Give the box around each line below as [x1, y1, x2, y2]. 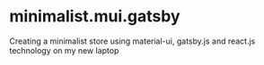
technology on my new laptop [9, 45, 119, 55]
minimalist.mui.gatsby [9, 6, 181, 27]
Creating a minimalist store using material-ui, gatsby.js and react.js [9, 36, 256, 46]
